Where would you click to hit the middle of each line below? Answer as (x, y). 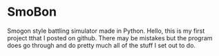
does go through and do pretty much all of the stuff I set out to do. (101, 45)
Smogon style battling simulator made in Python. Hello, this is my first (106, 31)
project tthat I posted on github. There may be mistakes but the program (110, 38)
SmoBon (32, 12)
